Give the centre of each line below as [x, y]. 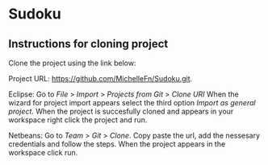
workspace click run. [43, 153]
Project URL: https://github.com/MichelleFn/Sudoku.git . [100, 78]
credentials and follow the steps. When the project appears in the [117, 144]
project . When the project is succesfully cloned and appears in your [121, 111]
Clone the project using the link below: [72, 63]
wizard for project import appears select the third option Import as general [132, 103]
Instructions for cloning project [88, 44]
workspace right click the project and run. [78, 120]
